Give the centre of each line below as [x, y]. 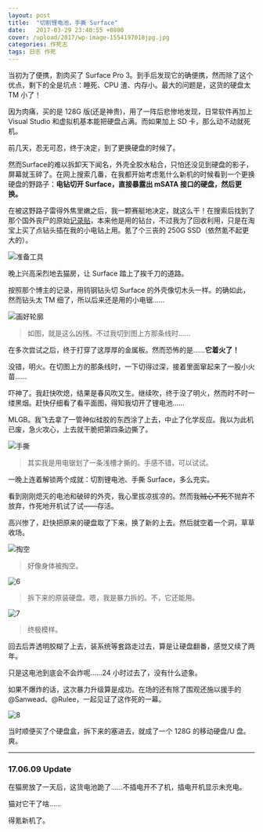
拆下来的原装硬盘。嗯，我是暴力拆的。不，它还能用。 [113, 598]
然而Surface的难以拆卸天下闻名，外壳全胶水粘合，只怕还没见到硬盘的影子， [130, 164]
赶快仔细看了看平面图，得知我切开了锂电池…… [110, 403]
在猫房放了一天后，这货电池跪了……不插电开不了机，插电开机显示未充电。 [127, 787]
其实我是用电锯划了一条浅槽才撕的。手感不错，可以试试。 [120, 463]
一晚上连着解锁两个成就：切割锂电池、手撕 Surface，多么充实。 [111, 479]
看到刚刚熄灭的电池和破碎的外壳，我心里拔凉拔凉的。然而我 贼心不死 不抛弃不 [131, 496]
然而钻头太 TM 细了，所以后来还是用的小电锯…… [86, 300]
